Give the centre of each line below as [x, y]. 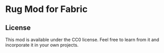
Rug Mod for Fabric [46, 9]
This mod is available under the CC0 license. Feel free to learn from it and [82, 39]
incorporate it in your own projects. [42, 45]
